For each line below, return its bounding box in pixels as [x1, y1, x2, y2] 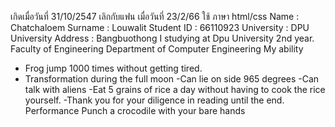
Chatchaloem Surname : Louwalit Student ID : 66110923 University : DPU [10, 22, 310, 33]
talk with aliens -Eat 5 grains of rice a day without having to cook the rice [24, 84, 326, 95]
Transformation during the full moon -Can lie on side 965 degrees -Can [24, 73, 320, 85]
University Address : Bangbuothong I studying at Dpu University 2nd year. [10, 32, 315, 44]
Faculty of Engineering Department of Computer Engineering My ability [10, 43, 304, 55]
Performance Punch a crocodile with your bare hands [24, 105, 246, 116]
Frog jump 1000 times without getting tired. [24, 62, 203, 74]
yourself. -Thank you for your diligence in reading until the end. [24, 94, 285, 106]
